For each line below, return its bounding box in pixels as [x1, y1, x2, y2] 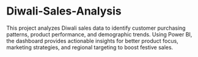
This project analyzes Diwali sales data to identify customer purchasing [6, 24, 186, 32]
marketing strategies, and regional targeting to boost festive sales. [6, 44, 174, 51]
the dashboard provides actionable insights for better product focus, [6, 37, 178, 44]
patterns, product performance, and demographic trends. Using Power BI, [6, 30, 193, 38]
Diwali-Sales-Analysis [6, 4, 122, 18]
